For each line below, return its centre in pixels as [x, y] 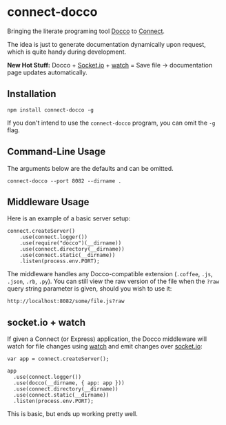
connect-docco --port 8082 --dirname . [64, 181]
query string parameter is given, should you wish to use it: [90, 289]
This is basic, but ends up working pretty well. [72, 414]
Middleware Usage [48, 201]
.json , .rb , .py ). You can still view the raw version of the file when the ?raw [113, 281]
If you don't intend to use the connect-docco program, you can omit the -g [111, 123]
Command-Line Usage [56, 152]
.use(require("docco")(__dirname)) [71, 243]
